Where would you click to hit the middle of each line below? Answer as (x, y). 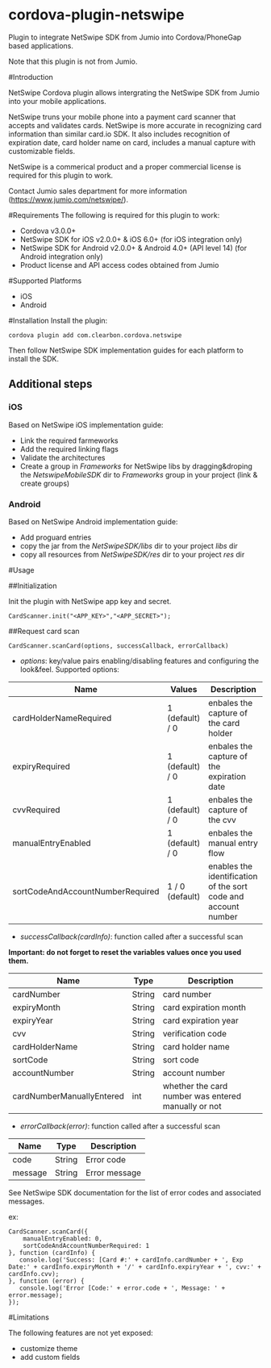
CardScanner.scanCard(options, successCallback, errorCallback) (119, 646)
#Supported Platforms (45, 281)
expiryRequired (42, 766)
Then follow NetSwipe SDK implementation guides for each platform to (126, 350)
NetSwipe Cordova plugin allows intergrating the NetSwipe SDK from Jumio (134, 92)
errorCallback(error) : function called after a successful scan (120, 1126)
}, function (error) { (46, 1281)
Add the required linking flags (69, 448)
